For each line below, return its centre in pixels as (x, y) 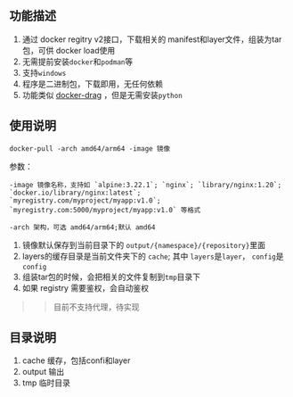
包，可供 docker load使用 (69, 50)
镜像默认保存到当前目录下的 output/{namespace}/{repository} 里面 (143, 244)
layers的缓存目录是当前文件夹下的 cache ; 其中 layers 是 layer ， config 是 (153, 256)
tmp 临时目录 (46, 383)
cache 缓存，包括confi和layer (76, 360)
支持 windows (44, 72)
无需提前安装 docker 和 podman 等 (77, 62)
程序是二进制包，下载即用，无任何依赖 (92, 84)
